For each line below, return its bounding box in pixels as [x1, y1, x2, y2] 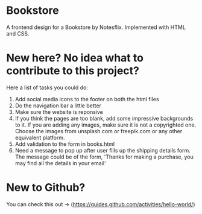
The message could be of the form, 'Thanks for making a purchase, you [14, 153, 194, 160]
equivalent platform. [14, 134, 65, 141]
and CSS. [6, 30, 30, 37]
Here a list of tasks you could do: [6, 84, 89, 91]
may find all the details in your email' [14, 159, 107, 166]
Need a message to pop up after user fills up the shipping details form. [14, 146, 191, 154]
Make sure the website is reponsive [14, 108, 104, 115]
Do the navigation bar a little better [14, 102, 101, 109]
